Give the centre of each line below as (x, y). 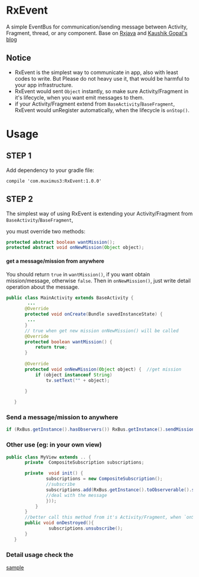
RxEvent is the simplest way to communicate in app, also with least (96, 72)
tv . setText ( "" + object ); (78, 380)
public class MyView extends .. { (49, 457)
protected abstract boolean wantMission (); (61, 242)
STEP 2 (20, 199)
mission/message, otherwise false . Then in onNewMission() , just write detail (99, 280)
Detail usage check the (40, 554)
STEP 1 (19, 156)
